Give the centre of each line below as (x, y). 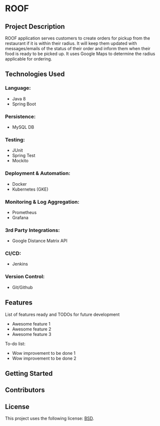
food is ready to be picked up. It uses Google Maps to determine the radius (80, 54)
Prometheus (24, 212)
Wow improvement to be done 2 (44, 358)
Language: (18, 88)
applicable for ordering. (29, 59)
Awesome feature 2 (32, 329)
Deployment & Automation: (38, 174)
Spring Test (24, 155)
